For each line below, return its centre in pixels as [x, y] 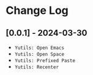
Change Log [37, 11]
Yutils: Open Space [39, 54]
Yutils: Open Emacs [39, 48]
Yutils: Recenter [37, 67]
